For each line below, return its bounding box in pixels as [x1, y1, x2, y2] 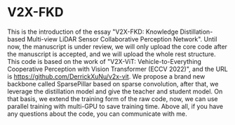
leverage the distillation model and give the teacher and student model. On [7, 87, 223, 96]
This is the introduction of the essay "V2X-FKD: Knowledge [7, 27, 179, 36]
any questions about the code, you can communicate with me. [7, 110, 187, 118]
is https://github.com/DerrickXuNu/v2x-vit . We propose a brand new [7, 72, 206, 81]
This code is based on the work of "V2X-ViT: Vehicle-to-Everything [7, 57, 202, 65]
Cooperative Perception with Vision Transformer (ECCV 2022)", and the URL [7, 65, 228, 73]
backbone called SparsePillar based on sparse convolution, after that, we [7, 79, 219, 88]
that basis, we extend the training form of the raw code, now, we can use [7, 94, 219, 103]
